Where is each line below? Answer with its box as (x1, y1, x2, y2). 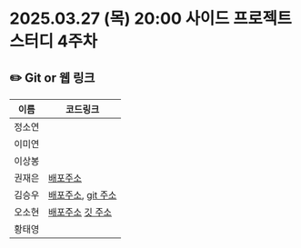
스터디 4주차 (9, 31, 98, 52)
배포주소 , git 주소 (48, 189, 117, 201)
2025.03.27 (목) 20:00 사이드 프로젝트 (9, 8, 293, 29)
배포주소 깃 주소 (48, 206, 112, 218)
